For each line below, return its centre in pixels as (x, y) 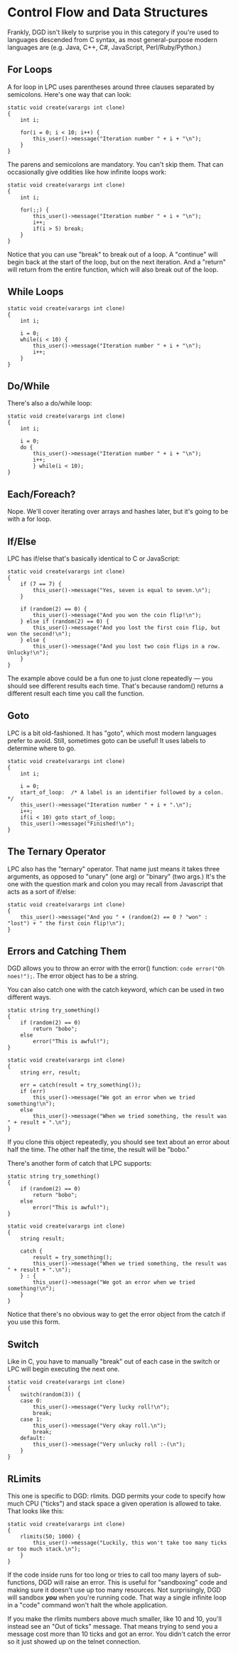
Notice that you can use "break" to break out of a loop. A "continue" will (113, 254)
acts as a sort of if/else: (42, 891)
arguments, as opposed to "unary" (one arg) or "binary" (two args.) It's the (117, 876)
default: (33, 1439)
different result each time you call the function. (76, 693)
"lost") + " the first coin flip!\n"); (66, 923)
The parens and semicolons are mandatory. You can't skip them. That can (115, 164)
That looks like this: (36, 1511)
